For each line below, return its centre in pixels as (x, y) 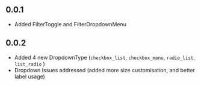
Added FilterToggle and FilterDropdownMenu (70, 24)
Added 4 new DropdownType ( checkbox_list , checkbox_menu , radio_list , (104, 57)
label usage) (30, 76)
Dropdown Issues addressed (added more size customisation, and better (105, 70)
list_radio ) (30, 64)
